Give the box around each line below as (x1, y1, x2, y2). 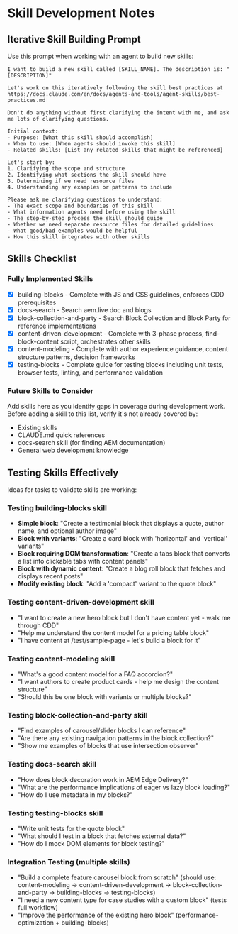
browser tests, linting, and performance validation (17, 368, 163, 377)
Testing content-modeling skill (7, 654, 115, 664)
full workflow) (17, 903, 59, 912)
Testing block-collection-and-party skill (7, 710, 148, 720)
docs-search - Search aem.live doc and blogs (17, 305, 152, 314)
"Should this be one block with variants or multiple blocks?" (17, 693, 193, 701)
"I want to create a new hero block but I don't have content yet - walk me (17, 613, 231, 622)
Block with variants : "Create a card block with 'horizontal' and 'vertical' (17, 534, 228, 543)
